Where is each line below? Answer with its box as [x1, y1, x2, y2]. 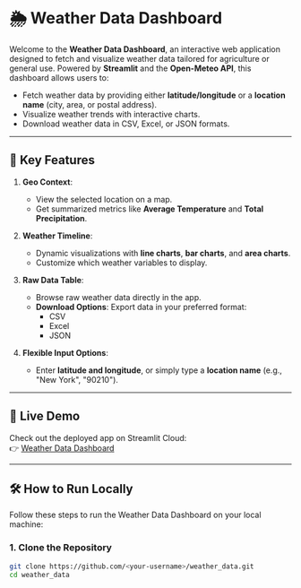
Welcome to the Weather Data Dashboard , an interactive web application [9, 43, 280, 55]
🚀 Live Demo [9, 409, 81, 424]
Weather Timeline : [21, 230, 93, 241]
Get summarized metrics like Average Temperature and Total [35, 203, 264, 214]
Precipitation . [35, 212, 88, 223]
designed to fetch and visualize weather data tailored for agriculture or [9, 53, 271, 64]
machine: [9, 519, 44, 530]
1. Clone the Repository [9, 541, 112, 554]
